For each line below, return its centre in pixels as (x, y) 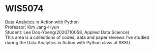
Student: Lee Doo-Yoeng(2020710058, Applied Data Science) (67, 32)
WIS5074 (24, 8)
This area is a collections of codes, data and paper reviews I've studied (77, 37)
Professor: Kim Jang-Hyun (32, 27)
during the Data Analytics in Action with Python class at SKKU (68, 42)
